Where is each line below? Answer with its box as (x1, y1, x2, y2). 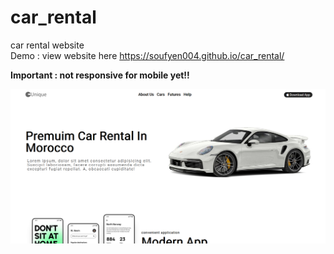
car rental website (10, 39, 85, 51)
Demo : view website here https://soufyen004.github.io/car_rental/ (10, 49, 285, 61)
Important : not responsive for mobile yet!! (10, 69, 190, 81)
